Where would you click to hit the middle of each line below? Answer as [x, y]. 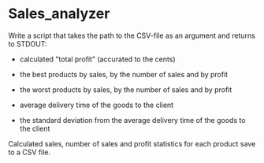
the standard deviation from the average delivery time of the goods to [132, 120]
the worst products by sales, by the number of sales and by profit [126, 89]
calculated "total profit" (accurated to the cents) [97, 59]
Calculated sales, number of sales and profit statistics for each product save [132, 143]
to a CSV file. [30, 152]
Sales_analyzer [59, 14]
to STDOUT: [28, 43]
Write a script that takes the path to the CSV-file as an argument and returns [132, 35]
